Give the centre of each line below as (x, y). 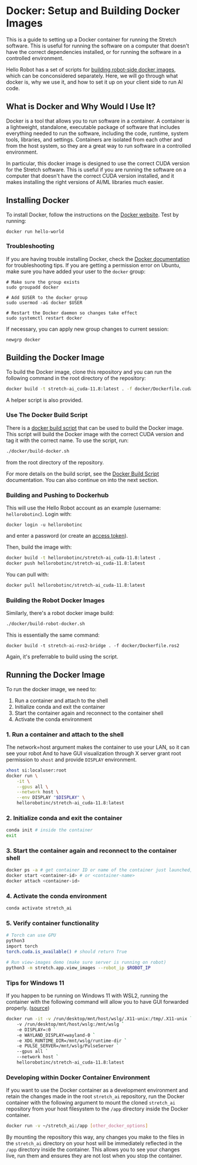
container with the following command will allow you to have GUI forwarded (97, 1002)
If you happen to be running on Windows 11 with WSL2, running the (87, 996)
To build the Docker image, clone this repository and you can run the (89, 372)
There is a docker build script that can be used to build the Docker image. (95, 428)
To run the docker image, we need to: (51, 689)
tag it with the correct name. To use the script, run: (67, 440)
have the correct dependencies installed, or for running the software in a (94, 52)
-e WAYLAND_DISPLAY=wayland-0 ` (56, 1035)
